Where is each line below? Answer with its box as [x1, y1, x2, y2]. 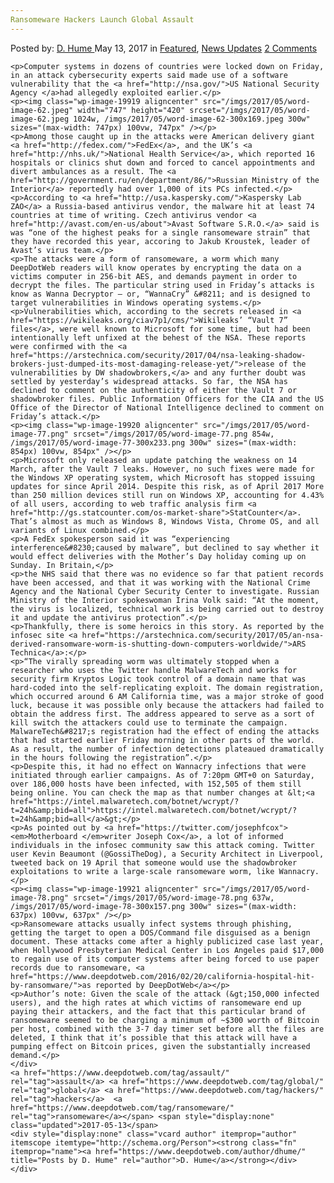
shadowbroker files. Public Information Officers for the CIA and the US [10, 394, 325, 404]
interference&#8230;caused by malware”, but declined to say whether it [10, 542, 320, 553]
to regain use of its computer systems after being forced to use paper [10, 954, 320, 964]
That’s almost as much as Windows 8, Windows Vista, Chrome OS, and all [10, 516, 320, 526]
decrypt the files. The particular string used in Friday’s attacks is [10, 280, 315, 290]
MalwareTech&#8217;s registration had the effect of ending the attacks [10, 726, 320, 736]
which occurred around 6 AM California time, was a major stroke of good [10, 691, 325, 701]
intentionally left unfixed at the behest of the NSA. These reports [10, 332, 307, 343]
